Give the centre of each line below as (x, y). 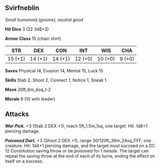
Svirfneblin (22, 8)
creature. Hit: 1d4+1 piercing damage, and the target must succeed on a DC (80, 146)
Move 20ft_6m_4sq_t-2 (28, 89)
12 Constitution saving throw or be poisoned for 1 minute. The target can (77, 151)
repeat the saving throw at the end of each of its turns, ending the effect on (80, 156)
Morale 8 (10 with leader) (30, 99)
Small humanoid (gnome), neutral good (44, 19)
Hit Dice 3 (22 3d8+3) (27, 29)
